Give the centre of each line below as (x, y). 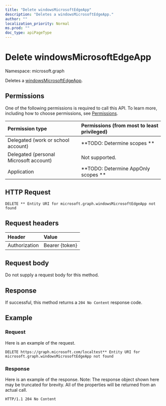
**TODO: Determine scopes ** (118, 143)
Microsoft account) (30, 160)
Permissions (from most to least (120, 125)
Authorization (23, 246)
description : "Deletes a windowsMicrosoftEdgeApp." (59, 14)
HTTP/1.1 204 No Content (31, 399)
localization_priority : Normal (37, 24)
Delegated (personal (31, 154)
